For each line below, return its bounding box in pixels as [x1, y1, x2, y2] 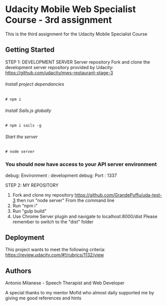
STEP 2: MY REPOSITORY [5, 182, 59, 188]
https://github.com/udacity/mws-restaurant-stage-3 [5, 70, 113, 76]
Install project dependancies [5, 81, 64, 87]
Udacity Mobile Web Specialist [5, 4, 136, 15]
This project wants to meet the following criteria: [5, 247, 106, 253]
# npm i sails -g [5, 123, 42, 128]
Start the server [5, 134, 38, 140]
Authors [5, 266, 32, 275]
